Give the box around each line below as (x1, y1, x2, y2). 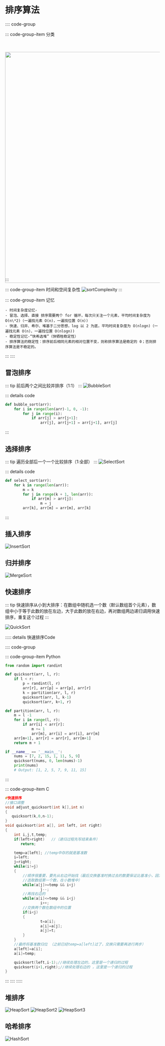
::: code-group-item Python (5, 653, 60, 659)
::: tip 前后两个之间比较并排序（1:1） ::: (5, 382, 82, 388)
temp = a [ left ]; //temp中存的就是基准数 (14, 850, 87, 855)
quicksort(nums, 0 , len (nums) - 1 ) (14, 758, 82, 764)
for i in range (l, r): (14, 717, 60, 722)
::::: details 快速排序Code (5, 634, 55, 640)
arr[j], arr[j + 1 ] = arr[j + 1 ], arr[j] (40, 420, 118, 425)
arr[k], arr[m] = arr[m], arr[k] (23, 506, 91, 510)
